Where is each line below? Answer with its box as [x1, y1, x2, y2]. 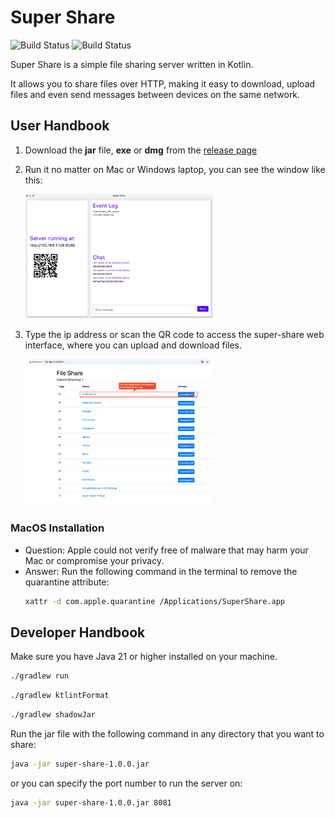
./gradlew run [10, 671, 70, 681]
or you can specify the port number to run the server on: [10, 777, 243, 789]
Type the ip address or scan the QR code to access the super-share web [24, 329, 325, 341]
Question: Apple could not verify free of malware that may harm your [24, 544, 309, 556]
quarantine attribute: [24, 576, 110, 588]
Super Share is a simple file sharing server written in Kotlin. [10, 58, 254, 70]
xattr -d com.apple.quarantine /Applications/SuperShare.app [24, 596, 286, 606]
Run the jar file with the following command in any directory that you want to [10, 727, 325, 740]
